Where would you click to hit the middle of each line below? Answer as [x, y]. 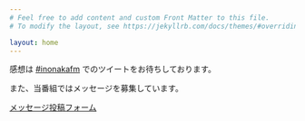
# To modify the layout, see [64, 26]
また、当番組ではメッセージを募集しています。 [96, 88]
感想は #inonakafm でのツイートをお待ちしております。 [113, 70]
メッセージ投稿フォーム [53, 107]
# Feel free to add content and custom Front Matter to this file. [140, 18]
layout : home [34, 42]
